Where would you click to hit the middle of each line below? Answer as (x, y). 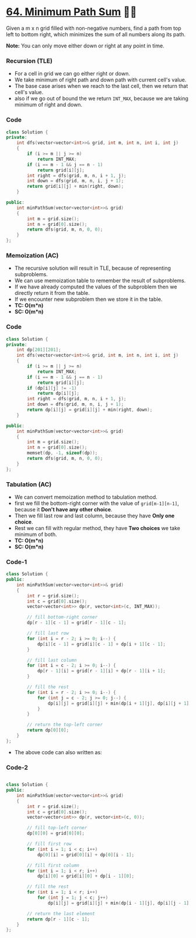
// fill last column (52, 660)
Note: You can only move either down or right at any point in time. (85, 46)
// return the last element (61, 913)
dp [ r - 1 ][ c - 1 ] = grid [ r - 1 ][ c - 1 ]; (77, 623)
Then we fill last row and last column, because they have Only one (94, 516)
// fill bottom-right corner (62, 617)
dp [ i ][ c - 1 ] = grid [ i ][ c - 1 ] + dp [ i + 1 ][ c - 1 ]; (101, 644)
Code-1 (17, 562)
